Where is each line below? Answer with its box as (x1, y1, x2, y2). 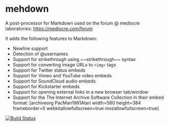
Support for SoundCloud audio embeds (12, 78, 96, 84)
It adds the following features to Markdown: (5, 35, 97, 41)
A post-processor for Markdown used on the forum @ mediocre (5, 20, 140, 26)
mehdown (5, 3, 49, 15)
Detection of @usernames (12, 51, 68, 57)
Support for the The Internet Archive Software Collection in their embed (12, 94, 164, 100)
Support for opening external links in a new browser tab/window (12, 89, 149, 95)
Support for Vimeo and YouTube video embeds (12, 72, 112, 78)
